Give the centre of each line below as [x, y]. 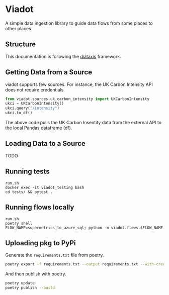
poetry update [20, 283]
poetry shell [19, 223]
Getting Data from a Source [49, 72]
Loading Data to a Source [45, 143]
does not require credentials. [35, 89]
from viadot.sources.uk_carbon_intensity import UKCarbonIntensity [77, 99]
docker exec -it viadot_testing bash [45, 187]
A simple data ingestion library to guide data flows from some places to [79, 23]
